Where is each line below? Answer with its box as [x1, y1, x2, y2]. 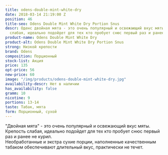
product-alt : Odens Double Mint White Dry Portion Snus [5, 40, 124, 45]
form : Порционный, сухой [5, 109, 57, 115]
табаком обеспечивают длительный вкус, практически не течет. [5, 144, 143, 150]
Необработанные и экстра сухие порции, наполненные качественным [5, 139, 156, 145]
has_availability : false [5, 86, 57, 91]
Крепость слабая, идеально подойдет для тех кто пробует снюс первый [5, 128, 160, 134]
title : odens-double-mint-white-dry [5, 7, 81, 12]
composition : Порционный [5, 53, 57, 59]
